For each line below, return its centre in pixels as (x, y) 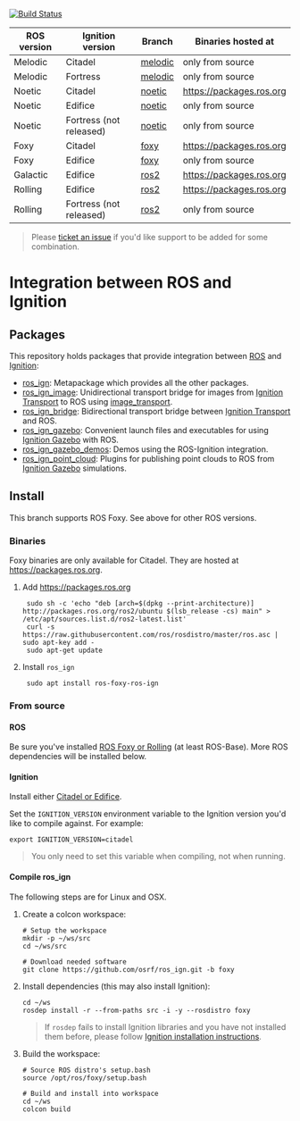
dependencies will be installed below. (78, 757)
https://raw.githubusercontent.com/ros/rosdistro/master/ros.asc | (150, 635)
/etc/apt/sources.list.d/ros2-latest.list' (104, 619)
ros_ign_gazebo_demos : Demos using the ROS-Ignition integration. (145, 449)
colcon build (46, 1109)
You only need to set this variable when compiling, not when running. (158, 857)
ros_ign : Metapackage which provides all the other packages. (135, 383)
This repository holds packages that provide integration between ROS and (146, 356)
